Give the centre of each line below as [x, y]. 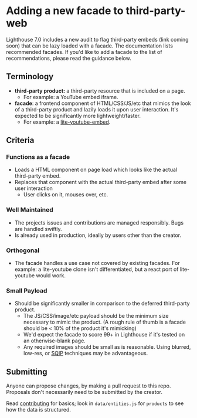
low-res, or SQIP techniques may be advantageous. [86, 354]
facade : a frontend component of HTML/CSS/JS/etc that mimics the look [103, 103]
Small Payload [27, 290]
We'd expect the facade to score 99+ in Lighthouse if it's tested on [104, 335]
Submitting [27, 371]
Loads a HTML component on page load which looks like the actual [96, 170]
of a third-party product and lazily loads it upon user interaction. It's [96, 109]
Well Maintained [30, 210]
